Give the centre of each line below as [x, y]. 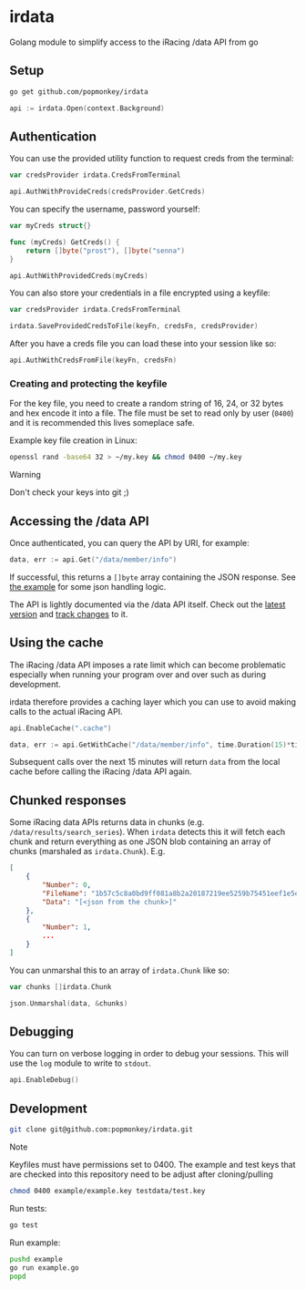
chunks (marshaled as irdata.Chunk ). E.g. [87, 851]
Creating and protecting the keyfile [88, 383]
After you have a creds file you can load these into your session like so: [143, 344]
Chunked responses [68, 800]
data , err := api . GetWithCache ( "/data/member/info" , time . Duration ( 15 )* [150, 745]
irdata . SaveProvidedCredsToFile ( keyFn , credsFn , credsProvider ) [134, 326]
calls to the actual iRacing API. [66, 711]
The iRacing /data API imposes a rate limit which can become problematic [148, 665]
